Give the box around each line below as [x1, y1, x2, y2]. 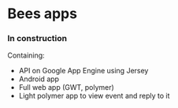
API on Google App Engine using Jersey [18, 66, 149, 76]
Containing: [7, 50, 45, 60]
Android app [18, 74, 60, 84]
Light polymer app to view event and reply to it [18, 91, 170, 101]
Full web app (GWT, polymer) [18, 83, 115, 92]
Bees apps [7, 5, 78, 23]
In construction [7, 33, 68, 44]
